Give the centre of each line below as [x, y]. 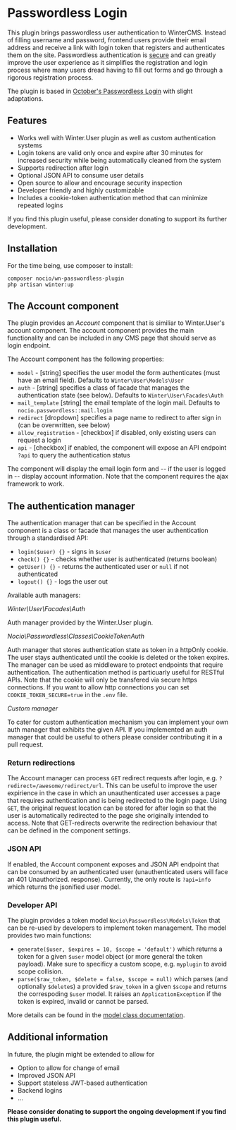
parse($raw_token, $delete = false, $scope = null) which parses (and [123, 979]
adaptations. [25, 98]
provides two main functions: [49, 935]
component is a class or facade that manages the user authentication [108, 531]
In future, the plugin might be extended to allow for [81, 1054]
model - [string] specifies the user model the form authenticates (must [119, 373]
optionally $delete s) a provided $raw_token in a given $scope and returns [122, 987]
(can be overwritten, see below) [64, 425]
